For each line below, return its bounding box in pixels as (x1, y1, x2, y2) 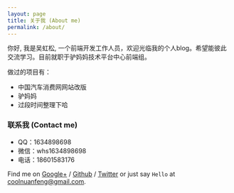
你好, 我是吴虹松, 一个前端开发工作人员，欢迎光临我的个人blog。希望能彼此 (7, 44, 227, 53)
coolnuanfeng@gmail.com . (7, 177, 87, 185)
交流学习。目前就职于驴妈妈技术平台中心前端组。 (7, 53, 151, 61)
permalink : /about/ (7, 23, 65, 31)
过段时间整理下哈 (17, 101, 68, 109)
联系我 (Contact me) (7, 120, 78, 130)
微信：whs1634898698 (17, 146, 87, 155)
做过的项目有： (7, 68, 51, 77)
